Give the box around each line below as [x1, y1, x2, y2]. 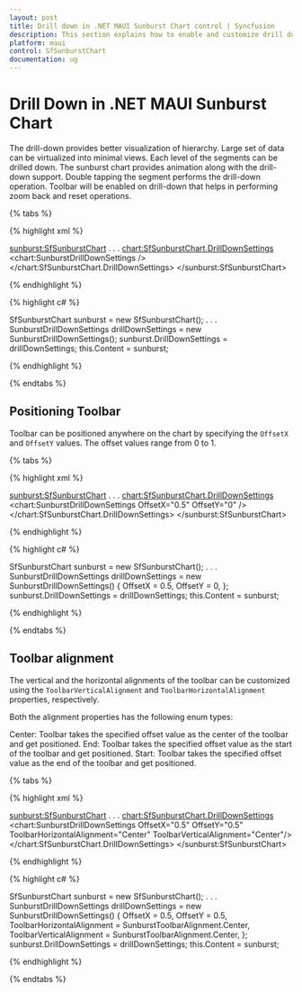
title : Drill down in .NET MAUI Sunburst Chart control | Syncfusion [9, 22, 276, 31]
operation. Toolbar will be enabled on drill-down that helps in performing [9, 181, 279, 192]
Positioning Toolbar [9, 404, 121, 419]
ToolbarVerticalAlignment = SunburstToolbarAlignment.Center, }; [9, 929, 249, 940]
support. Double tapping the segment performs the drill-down [31, 171, 262, 182]
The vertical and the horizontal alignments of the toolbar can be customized [9, 674, 290, 685]
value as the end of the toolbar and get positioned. [9, 757, 197, 768]
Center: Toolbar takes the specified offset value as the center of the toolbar [9, 728, 289, 739]
